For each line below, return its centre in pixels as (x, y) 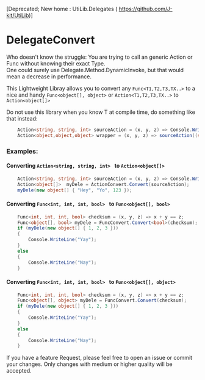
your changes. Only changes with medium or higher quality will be (89, 364)
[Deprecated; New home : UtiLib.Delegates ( (62, 9)
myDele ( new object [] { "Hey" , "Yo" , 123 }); (75, 190)
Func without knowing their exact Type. (56, 63)
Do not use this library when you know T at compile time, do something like (101, 112)
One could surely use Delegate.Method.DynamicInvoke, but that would (95, 70)
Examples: (22, 151)
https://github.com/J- (146, 9)
